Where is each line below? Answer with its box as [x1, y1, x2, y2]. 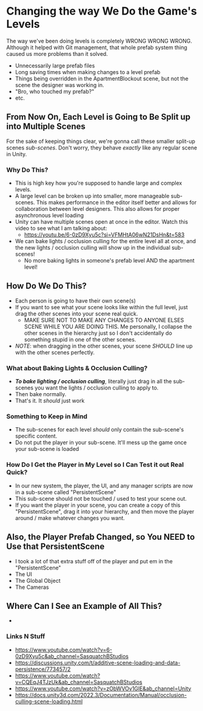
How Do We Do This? [6, 281, 87, 291]
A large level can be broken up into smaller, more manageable [15, 193, 170, 200]
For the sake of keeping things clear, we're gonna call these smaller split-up [6, 137, 196, 145]
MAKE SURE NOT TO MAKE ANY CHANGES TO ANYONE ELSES [24, 316, 184, 323]
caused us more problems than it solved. [6, 50, 108, 57]
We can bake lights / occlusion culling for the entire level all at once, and [15, 238, 196, 245]
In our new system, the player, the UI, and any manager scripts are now [15, 482, 193, 489]
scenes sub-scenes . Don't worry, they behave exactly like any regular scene [6, 144, 198, 151]
